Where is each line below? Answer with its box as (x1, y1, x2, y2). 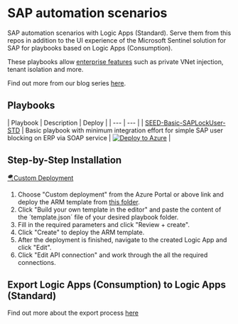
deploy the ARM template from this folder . (17, 197, 140, 206)
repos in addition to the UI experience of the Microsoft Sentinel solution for (7, 36, 227, 44)
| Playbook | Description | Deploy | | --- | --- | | (7, 118, 144, 127)
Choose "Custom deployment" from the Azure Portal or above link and (17, 190, 224, 199)
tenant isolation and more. (7, 65, 84, 73)
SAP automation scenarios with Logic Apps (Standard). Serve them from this (7, 28, 232, 37)
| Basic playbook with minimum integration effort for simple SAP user (21, 126, 224, 135)
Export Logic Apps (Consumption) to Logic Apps (7, 278, 226, 291)
